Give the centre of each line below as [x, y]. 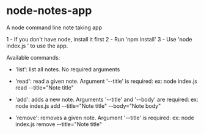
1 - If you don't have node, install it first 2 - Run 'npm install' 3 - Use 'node [99, 39]
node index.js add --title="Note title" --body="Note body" [88, 106]
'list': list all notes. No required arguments [67, 69]
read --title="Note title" [45, 87]
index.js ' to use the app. [37, 46]
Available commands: [33, 57]
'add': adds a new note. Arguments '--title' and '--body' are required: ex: [107, 99]
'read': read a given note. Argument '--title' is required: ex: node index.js [106, 81]
